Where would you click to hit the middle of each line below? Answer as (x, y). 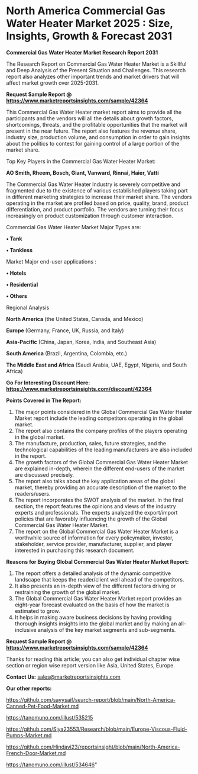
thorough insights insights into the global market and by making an (96, 624)
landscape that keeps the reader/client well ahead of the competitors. (99, 579)
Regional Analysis (28, 307)
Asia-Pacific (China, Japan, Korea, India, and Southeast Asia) (81, 342)
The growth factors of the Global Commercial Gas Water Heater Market (101, 462)
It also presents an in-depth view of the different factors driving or (95, 586)
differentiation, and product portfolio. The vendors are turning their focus (95, 209)
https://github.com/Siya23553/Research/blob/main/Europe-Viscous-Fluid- (97, 729)
